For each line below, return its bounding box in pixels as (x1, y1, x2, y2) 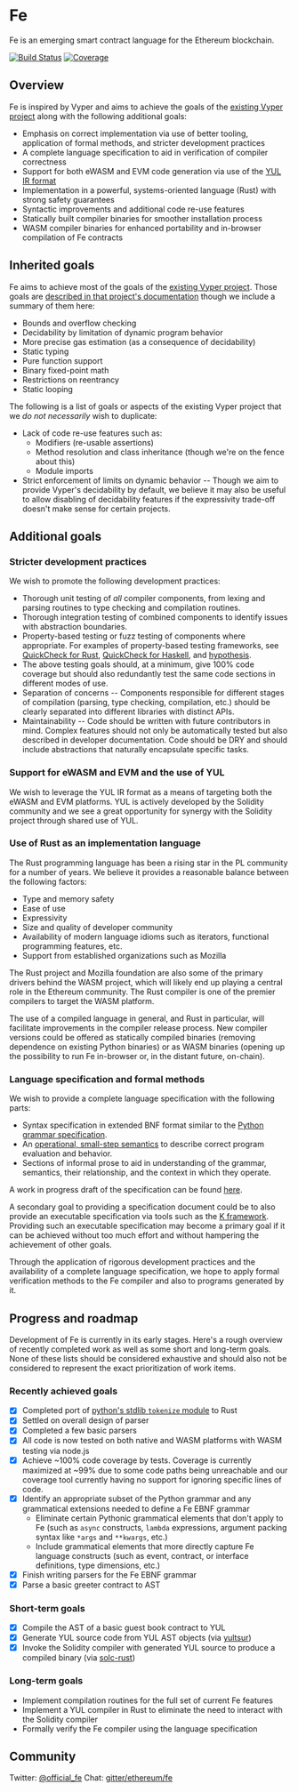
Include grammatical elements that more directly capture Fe (35, 1540, 255, 1552)
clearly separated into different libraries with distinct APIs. (21, 706, 235, 717)
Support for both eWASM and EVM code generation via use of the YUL (21, 165, 282, 176)
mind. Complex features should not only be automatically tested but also (21, 726, 288, 736)
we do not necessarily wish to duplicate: (9, 410, 157, 421)
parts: (9, 1103, 31, 1113)
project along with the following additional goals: (9, 110, 187, 121)
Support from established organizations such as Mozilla (21, 950, 227, 960)
